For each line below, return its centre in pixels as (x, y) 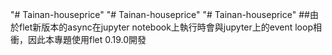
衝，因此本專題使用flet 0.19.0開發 (78, 39)
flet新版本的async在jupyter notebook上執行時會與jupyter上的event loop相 (170, 27)
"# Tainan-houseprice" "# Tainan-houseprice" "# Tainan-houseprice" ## (160, 14)
